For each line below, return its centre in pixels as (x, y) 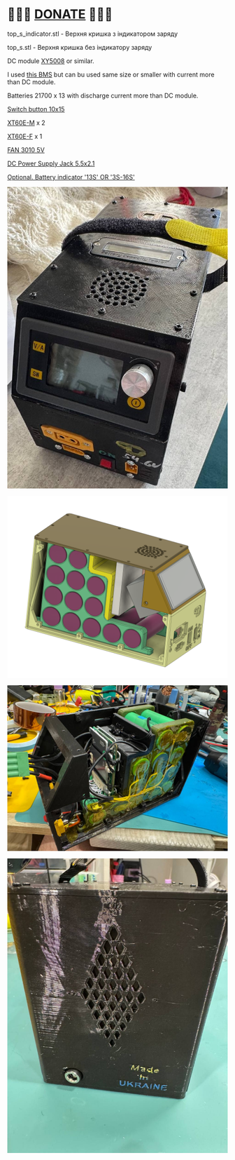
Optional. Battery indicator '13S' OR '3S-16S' (71, 177)
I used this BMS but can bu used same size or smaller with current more (111, 74)
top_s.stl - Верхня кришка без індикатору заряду (80, 47)
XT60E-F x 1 (25, 136)
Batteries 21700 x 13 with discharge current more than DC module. (103, 95)
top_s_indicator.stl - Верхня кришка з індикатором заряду (93, 34)
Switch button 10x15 (36, 109)
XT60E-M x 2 (26, 123)
